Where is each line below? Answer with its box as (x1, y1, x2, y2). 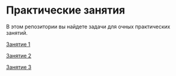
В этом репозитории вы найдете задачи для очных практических (6, 23, 171, 30)
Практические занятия (6, 4, 125, 17)
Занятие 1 (6, 41, 31, 48)
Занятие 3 (6, 63, 32, 71)
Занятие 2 (6, 52, 32, 59)
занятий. (6, 29, 28, 36)
